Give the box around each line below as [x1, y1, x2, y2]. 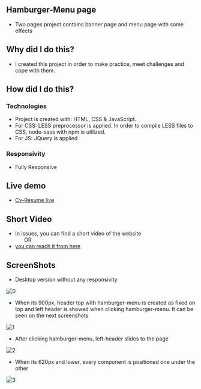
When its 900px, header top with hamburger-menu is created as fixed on [14, 299, 196, 306]
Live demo [6, 181, 46, 191]
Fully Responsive [14, 163, 57, 170]
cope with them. [14, 67, 55, 74]
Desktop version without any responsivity [14, 276, 118, 284]
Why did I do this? [6, 44, 75, 55]
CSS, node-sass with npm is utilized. [14, 128, 106, 135]
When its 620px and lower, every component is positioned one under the [14, 358, 196, 366]
